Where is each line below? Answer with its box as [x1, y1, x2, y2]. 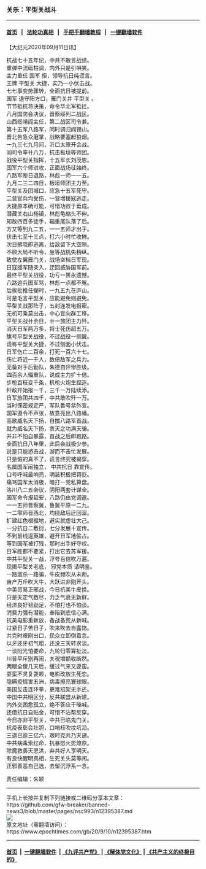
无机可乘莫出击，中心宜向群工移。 [6, 309, 93, 317]
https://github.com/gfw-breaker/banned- [6, 801, 110, 808]
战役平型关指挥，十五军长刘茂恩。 [6, 156, 93, 163]
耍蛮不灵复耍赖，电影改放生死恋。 [6, 670, 93, 678]
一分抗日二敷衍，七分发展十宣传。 [6, 524, 93, 531]
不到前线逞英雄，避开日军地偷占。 [6, 532, 93, 539]
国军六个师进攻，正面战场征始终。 [6, 164, 93, 171]
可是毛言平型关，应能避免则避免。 [6, 294, 93, 301]
